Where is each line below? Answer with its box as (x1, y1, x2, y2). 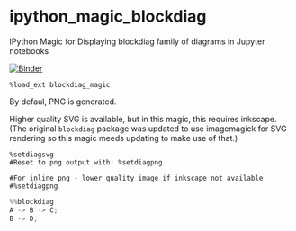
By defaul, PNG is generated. (9, 96, 117, 107)
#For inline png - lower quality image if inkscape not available (9, 173, 264, 182)
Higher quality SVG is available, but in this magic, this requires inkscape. (9, 113, 277, 124)
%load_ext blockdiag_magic (9, 80, 111, 89)
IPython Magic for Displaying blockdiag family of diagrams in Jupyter (9, 36, 265, 47)
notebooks (9, 45, 49, 56)
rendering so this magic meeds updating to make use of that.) (9, 132, 238, 143)
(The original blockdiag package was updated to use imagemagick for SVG (9, 123, 287, 134)
